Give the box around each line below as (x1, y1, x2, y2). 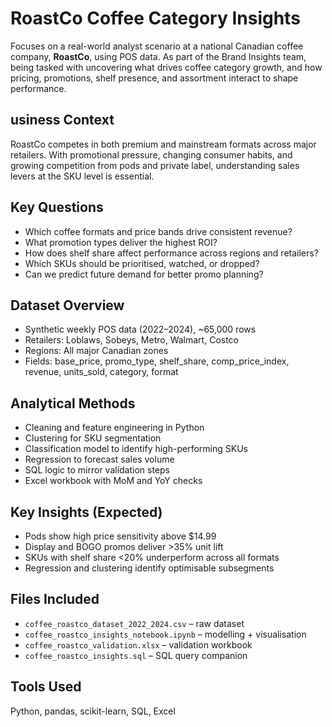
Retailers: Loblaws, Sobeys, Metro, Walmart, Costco (24, 334, 240, 346)
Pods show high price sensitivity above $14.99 (24, 530, 217, 542)
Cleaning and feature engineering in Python (24, 422, 205, 434)
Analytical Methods (10, 395, 136, 412)
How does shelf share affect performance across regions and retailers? (24, 247, 319, 259)
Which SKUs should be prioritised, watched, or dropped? (24, 257, 260, 269)
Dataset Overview (10, 297, 125, 314)
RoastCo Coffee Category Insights (10, 7, 301, 30)
